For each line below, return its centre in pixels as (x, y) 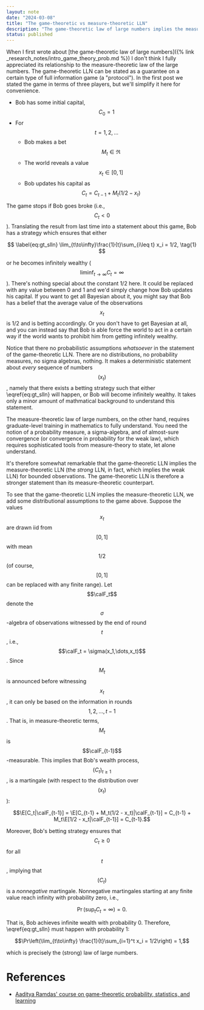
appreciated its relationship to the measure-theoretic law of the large (92, 65)
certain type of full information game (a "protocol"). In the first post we (95, 78)
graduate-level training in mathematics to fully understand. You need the (97, 425)
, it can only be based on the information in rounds (69, 702)
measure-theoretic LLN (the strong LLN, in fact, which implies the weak (96, 470)
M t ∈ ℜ (111, 152)
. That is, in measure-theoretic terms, (53, 720)
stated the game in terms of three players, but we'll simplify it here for (93, 84)
